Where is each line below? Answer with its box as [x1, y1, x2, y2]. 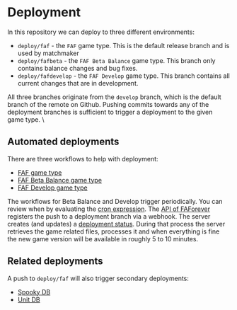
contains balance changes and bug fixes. [17, 64, 138, 72]
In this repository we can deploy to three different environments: [7, 28, 195, 36]
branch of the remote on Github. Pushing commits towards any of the [7, 100, 209, 108]
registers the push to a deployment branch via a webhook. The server [7, 212, 211, 220]
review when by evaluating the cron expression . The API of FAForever [7, 205, 211, 213]
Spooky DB [17, 287, 51, 296]
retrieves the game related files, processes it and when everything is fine [7, 227, 220, 236]
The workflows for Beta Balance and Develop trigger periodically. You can [7, 197, 223, 205]
